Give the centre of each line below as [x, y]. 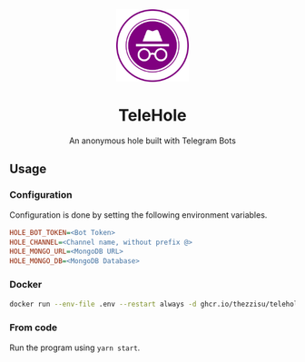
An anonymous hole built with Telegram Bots [152, 141]
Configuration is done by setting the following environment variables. [138, 215]
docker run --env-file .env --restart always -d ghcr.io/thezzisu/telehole [156, 304]
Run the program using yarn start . [75, 347]
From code [34, 328]
